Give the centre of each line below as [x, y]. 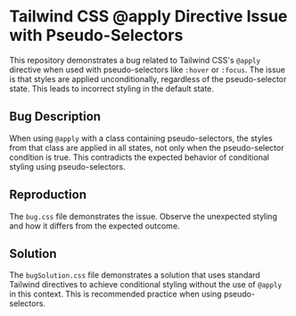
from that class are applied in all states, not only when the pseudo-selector [147, 147]
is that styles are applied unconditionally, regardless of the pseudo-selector [148, 79]
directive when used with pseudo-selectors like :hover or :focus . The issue [147, 70]
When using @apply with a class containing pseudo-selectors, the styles [141, 138]
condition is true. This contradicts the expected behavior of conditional [140, 157]
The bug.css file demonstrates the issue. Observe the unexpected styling [144, 216]
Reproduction [48, 195]
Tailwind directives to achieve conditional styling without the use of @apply [146, 285]
